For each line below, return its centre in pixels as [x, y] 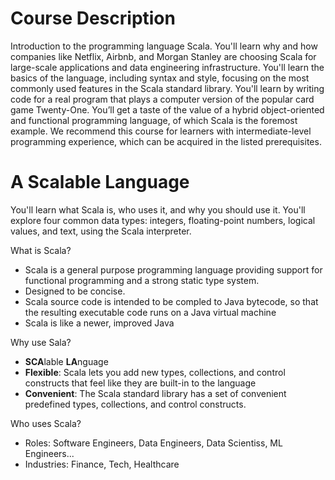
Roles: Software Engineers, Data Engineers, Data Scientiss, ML [153, 443]
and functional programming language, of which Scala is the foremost [154, 120]
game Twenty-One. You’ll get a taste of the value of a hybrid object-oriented [167, 109]
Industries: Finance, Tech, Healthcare [102, 464]
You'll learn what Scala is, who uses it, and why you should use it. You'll [158, 209]
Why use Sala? [41, 342]
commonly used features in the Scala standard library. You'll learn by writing [167, 88]
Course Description [93, 18]
